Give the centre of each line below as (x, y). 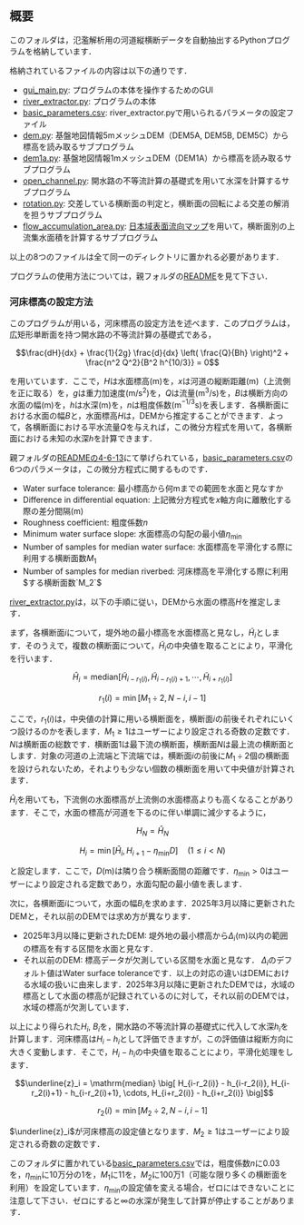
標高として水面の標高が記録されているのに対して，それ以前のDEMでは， (158, 995)
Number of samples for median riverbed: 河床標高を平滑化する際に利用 (155, 571)
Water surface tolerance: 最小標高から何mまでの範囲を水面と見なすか (153, 489)
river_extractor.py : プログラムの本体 (89, 101)
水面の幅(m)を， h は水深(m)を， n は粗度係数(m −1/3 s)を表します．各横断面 (145, 404)
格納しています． (65, 51)
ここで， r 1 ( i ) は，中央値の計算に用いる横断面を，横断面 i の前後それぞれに (144, 720)
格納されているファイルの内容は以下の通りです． (101, 70)
